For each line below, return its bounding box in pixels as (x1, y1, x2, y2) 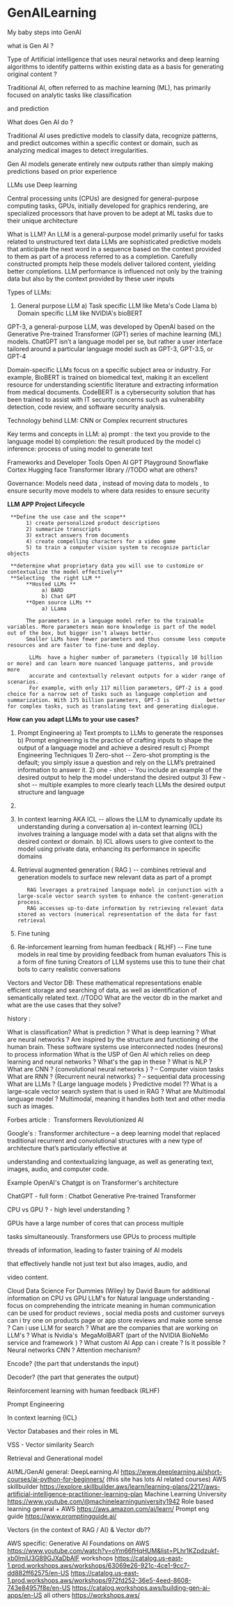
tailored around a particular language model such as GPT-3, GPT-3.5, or (7, 344, 214, 353)
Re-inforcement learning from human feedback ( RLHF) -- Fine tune (17, 942, 212, 951)
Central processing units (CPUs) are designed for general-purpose (7, 194, 199, 202)
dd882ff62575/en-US (7, 1568, 70, 1577)
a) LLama (41, 605, 68, 612)
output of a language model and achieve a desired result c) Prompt (17, 743, 210, 752)
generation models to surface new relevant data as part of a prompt (17, 872, 212, 881)
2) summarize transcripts (25, 526, 101, 533)
